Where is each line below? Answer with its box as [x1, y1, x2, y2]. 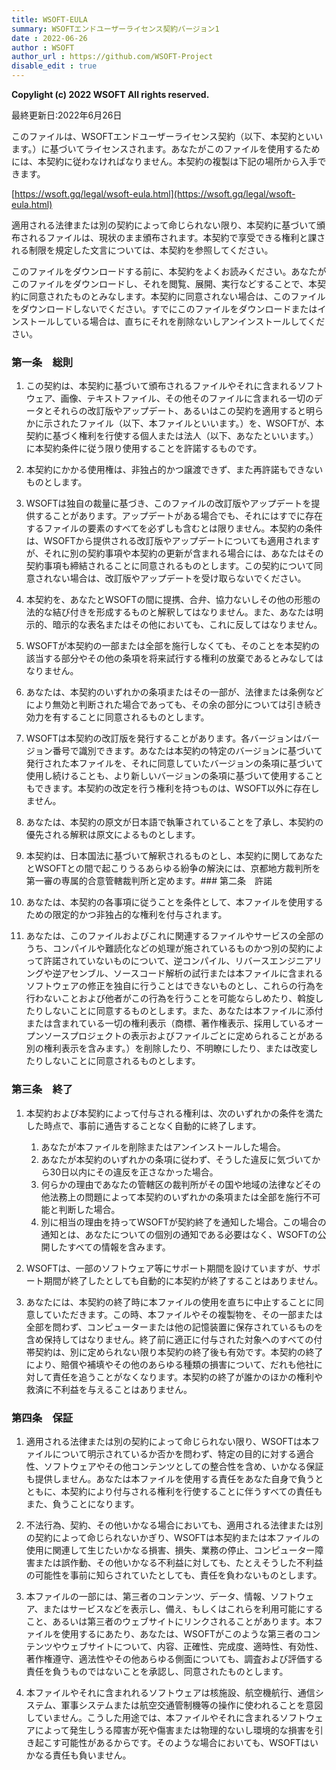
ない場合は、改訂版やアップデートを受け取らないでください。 [52, 572, 307, 585]
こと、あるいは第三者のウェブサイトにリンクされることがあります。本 [25, 1615, 314, 1627]
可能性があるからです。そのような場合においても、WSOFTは [60, 1736, 310, 1748]
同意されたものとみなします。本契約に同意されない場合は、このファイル [28, 291, 326, 302]
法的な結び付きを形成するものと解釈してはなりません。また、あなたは [25, 606, 315, 618]
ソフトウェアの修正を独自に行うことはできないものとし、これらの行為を [25, 980, 324, 992]
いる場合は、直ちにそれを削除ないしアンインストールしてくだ [72, 316, 326, 327]
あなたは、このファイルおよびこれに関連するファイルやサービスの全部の [25, 930, 324, 942]
